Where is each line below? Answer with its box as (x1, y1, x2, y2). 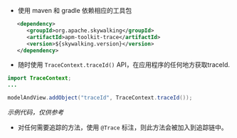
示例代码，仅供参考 (7, 108, 64, 116)
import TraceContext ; (7, 75, 72, 82)
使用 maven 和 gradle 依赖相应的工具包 (17, 6, 132, 14)
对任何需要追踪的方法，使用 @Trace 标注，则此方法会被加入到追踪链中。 (17, 123, 228, 132)
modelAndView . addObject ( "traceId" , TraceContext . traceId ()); (7, 95, 193, 102)
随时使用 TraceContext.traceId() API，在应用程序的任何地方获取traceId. (17, 60, 230, 69)
